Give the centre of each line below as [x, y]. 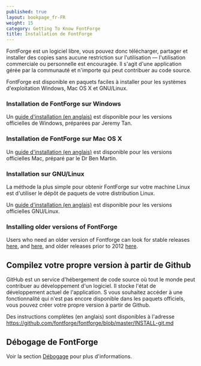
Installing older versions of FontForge [62, 227]
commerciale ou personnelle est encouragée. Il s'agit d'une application [94, 64]
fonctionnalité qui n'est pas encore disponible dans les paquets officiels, [96, 299]
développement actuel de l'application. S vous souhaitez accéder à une [94, 292]
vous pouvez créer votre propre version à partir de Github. [78, 305]
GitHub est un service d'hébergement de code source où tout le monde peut [101, 280]
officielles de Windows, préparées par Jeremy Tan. [69, 123]
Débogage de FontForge [52, 342]
